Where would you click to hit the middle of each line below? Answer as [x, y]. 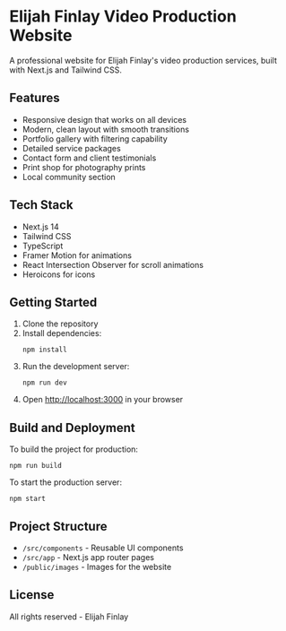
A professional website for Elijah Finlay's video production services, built [143, 60]
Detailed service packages [71, 148]
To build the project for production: [74, 449]
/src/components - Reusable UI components [103, 548]
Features [35, 98]
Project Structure [58, 526]
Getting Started [53, 302]
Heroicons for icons [59, 274]
